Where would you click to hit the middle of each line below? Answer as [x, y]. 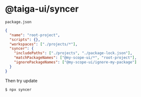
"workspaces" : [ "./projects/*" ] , [44, 44]
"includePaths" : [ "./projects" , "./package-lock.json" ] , [73, 53]
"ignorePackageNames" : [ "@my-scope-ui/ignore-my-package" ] [75, 62]
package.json [18, 22]
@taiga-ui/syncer [42, 9]
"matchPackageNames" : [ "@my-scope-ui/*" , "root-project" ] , [75, 58]
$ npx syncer [18, 89]
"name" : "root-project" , [35, 35]
